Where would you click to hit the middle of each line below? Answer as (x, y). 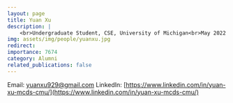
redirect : (22, 46)
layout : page (26, 13)
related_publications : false (50, 65)
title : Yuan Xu (29, 20)
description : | (29, 26)
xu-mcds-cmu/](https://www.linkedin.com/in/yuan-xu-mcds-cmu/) (103, 92)
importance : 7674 (32, 53)
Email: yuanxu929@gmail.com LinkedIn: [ (67, 84)
